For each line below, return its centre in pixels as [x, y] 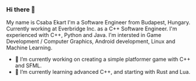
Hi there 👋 [21, 10]
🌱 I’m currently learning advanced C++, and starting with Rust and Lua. [102, 72]
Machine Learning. [29, 48]
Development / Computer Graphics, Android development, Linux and [91, 42]
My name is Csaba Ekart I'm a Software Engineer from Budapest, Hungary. [98, 23]
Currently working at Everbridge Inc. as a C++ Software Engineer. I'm [92, 29]
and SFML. [28, 66]
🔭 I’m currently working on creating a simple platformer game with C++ [102, 60]
